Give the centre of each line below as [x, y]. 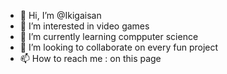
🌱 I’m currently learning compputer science [109, 36]
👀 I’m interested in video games [84, 26]
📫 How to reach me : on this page [90, 58]
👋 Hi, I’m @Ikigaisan [60, 15]
